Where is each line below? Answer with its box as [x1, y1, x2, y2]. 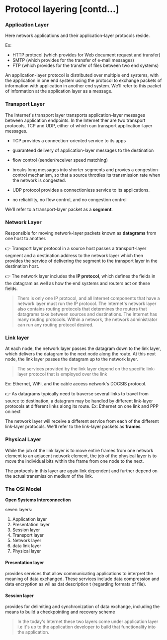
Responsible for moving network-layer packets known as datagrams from [5, 230, 157, 236]
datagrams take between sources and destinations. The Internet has [17, 311, 158, 318]
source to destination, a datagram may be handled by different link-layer [5, 398, 153, 404]
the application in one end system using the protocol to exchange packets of [5, 77, 162, 83]
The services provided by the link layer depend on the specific [17, 366, 146, 372]
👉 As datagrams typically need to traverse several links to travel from [5, 391, 149, 397]
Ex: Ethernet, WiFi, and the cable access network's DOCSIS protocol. [5, 381, 147, 387]
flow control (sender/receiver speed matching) [12, 157, 108, 163]
